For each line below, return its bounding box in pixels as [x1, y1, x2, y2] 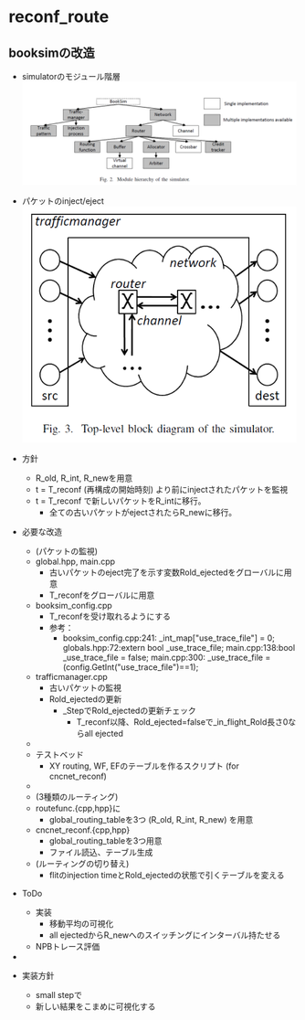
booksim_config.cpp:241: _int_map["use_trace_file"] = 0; [62, 632, 275, 643]
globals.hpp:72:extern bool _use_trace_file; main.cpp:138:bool [62, 643, 296, 653]
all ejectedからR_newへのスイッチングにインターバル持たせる [48, 930, 281, 940]
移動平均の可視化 [48, 919, 114, 930]
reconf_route [8, 6, 110, 27]
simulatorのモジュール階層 [21, 71, 121, 81]
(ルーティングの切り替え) [35, 858, 130, 869]
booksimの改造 [8, 45, 95, 60]
